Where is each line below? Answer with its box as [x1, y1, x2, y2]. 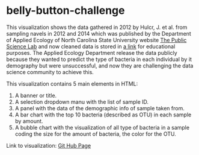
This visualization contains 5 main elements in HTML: [6, 80, 138, 87]
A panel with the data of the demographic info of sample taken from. [14, 104, 185, 112]
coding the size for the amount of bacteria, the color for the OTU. [14, 130, 176, 138]
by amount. [14, 117, 43, 124]
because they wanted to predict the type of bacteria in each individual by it [6, 55, 192, 63]
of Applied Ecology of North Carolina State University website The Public [6, 36, 187, 43]
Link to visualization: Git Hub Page [6, 142, 91, 149]
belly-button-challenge [6, 4, 125, 17]
